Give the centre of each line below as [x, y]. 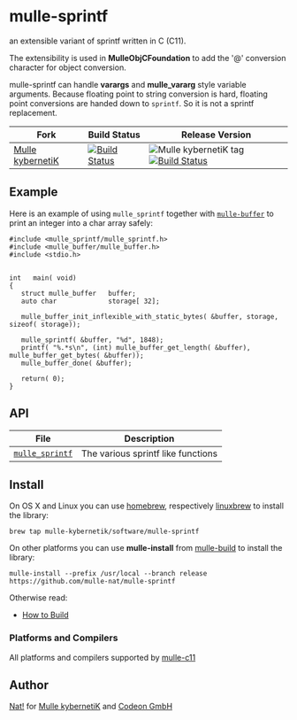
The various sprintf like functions [149, 453]
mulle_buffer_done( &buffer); [76, 363]
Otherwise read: [38, 598]
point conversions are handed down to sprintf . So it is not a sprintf [132, 103]
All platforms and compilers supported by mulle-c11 [103, 657]
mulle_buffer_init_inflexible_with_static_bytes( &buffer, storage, [149, 316]
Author [29, 685]
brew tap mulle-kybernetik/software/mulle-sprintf [104, 532]
